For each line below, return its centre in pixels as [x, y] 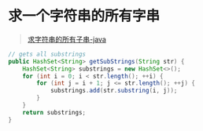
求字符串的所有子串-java [66, 39]
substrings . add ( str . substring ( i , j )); [114, 91]
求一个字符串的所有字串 [84, 16]
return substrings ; [54, 112]
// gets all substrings [47, 54]
